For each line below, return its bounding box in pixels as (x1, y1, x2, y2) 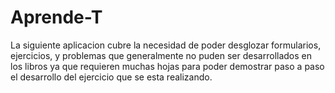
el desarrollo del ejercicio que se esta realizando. (10, 71, 213, 83)
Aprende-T (10, 6, 103, 29)
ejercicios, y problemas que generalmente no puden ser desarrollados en (10, 49, 313, 61)
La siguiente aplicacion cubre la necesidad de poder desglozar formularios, (10, 39, 322, 51)
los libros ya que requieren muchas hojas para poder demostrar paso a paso (10, 60, 325, 72)
